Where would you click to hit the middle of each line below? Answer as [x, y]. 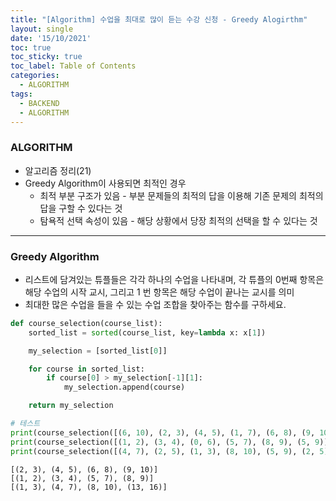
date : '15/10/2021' [51, 38]
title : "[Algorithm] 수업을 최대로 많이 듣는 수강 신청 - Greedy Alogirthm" [159, 19]
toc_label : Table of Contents [73, 66]
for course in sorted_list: [86, 369]
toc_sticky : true [46, 57]
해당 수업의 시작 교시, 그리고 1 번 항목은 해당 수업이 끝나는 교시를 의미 [159, 292]
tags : [21, 94]
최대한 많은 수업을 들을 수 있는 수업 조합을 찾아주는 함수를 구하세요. [155, 304]
